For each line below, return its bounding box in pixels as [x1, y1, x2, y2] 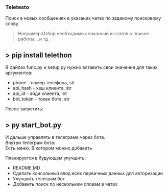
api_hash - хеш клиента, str [12, 85, 72, 91]
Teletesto [5, 4, 30, 11]
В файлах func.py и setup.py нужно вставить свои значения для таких [5, 64, 158, 70]
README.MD [12, 164, 40, 171]
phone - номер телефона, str [12, 80, 75, 86]
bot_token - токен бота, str [12, 96, 70, 102]
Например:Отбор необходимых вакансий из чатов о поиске [17, 31, 149, 37]
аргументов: [5, 70, 33, 76]
